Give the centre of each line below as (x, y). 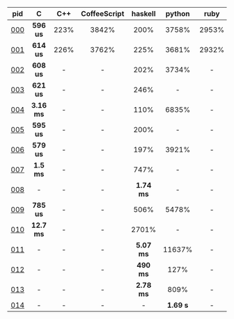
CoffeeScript (103, 14)
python (178, 14)
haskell (143, 14)
